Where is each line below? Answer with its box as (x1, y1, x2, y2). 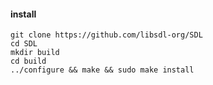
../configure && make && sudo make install (10, 65, 195, 75)
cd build (10, 56, 47, 67)
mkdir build (10, 48, 60, 58)
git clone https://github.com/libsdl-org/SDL (10, 30, 203, 40)
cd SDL (10, 39, 38, 49)
